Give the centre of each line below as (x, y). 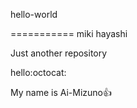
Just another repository (59, 53)
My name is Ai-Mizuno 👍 (61, 92)
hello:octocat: (38, 72)
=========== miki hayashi (69, 33)
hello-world (34, 14)
